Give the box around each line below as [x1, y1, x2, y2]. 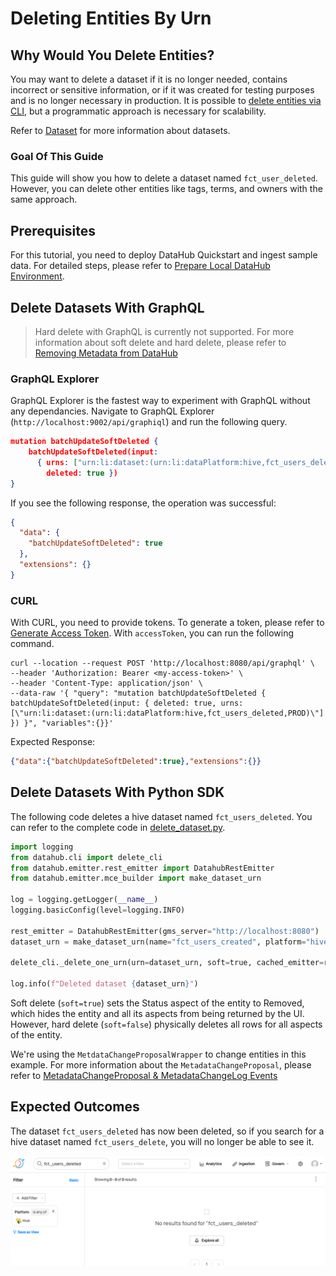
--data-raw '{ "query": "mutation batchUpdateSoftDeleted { [10, 688, 267, 699]
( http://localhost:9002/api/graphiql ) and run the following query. [10, 416, 288, 428]
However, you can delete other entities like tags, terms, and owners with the [10, 183, 323, 195]
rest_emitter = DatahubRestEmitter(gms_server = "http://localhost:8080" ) [10, 926, 320, 936]
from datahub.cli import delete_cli [10, 852, 163, 862]
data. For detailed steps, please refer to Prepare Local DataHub [10, 260, 271, 272]
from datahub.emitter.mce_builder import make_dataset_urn [10, 873, 262, 884]
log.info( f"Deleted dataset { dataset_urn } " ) [10, 979, 199, 989]
